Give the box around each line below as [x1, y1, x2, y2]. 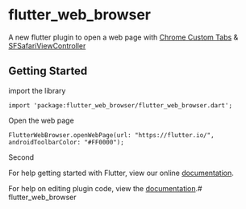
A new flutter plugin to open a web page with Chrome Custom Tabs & [8, 32, 239, 42]
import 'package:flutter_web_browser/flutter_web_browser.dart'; [8, 101, 232, 110]
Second [8, 152, 35, 162]
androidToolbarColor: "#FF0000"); [8, 138, 125, 146]
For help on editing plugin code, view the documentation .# [8, 183, 203, 193]
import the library [8, 86, 66, 95]
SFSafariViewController [8, 40, 86, 50]
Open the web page [8, 115, 74, 125]
